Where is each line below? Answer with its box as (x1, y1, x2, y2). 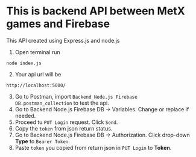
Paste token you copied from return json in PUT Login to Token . (14, 144, 172, 151)
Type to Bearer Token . (14, 137, 71, 145)
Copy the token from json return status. (14, 125, 113, 132)
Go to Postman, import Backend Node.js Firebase (14, 93, 138, 100)
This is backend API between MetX (6, 4, 185, 18)
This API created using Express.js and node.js (6, 37, 120, 44)
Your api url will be (14, 70, 62, 78)
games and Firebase (6, 17, 110, 31)
